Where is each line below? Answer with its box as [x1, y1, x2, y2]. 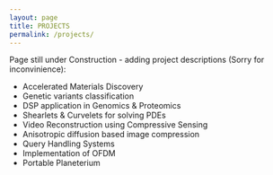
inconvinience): [9, 64, 66, 74]
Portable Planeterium [22, 158, 101, 169]
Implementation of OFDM [22, 148, 116, 159]
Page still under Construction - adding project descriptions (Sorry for [9, 55, 265, 66]
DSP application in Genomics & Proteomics [22, 101, 181, 111]
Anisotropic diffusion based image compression [22, 129, 200, 140]
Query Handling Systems [22, 138, 115, 149]
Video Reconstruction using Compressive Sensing [22, 119, 208, 130]
